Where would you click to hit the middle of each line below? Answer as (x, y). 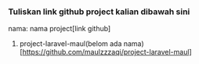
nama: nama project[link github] (60, 29)
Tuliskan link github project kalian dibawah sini (99, 12)
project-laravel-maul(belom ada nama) (82, 44)
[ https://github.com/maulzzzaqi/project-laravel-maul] (105, 52)
